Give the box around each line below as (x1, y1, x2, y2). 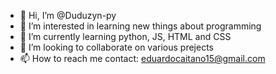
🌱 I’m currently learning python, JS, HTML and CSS (19, 31, 232, 42)
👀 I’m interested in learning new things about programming (19, 20, 262, 32)
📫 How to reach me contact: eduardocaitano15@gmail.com (19, 53, 266, 64)
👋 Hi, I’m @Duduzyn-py (19, 10, 117, 21)
